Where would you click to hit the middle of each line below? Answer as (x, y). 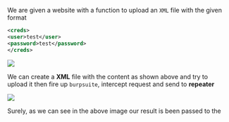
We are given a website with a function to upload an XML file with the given (115, 10)
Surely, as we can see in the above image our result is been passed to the (114, 111)
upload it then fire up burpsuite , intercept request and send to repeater (111, 84)
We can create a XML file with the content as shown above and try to (108, 76)
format (17, 18)
